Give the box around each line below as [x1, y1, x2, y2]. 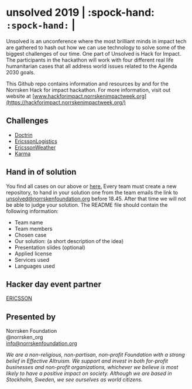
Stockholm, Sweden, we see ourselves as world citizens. [6, 376, 143, 383]
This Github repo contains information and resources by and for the [6, 80, 169, 87]
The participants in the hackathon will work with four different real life [6, 56, 174, 63]
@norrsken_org [6, 334, 43, 341]
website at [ [6, 93, 35, 100]
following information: [6, 207, 59, 214]
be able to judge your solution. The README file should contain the [6, 201, 168, 208]
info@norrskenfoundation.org [6, 340, 77, 347]
